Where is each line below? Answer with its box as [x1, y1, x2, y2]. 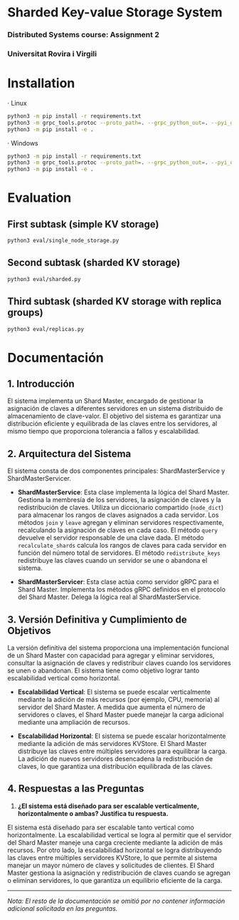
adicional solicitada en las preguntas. [7, 904, 118, 913]
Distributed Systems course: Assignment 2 [7, 30, 160, 40]
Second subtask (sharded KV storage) [7, 257, 181, 269]
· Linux [7, 98, 27, 107]
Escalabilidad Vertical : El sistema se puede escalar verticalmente [17, 688, 211, 696]
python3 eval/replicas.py [7, 325, 84, 332]
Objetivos [7, 625, 51, 637]
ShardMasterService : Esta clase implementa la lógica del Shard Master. [17, 488, 230, 496]
